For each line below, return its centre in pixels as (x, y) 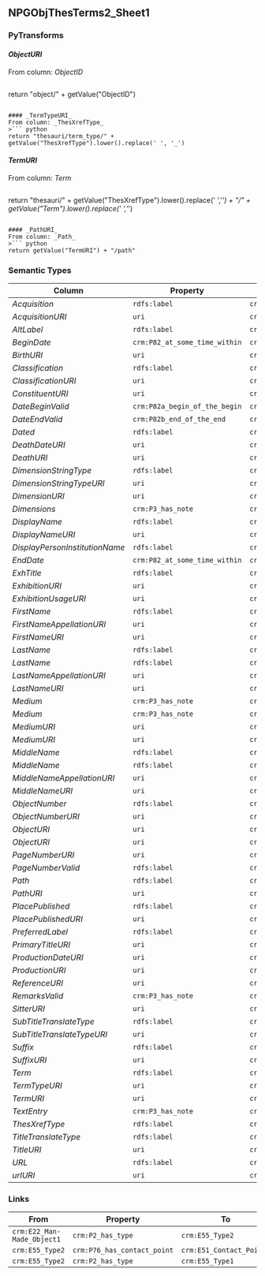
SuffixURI (30, 1060)
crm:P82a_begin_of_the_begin (187, 407)
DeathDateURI (39, 445)
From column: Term (40, 177)
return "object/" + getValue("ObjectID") (72, 94)
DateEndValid (37, 420)
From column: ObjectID (46, 72)
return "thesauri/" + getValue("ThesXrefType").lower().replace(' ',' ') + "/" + (129, 200)
